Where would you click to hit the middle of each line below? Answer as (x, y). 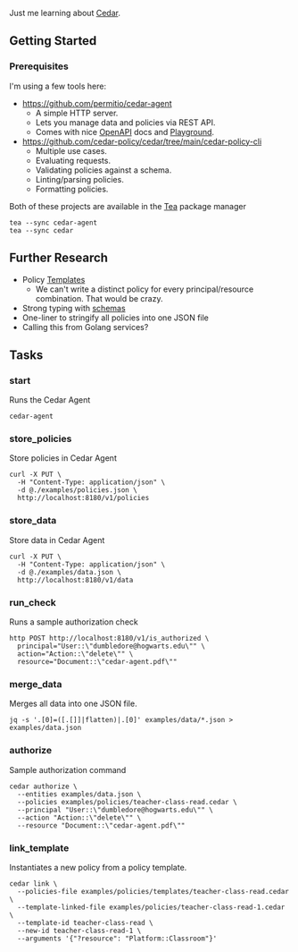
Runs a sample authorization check (74, 622)
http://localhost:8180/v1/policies (83, 498)
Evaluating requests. (73, 160)
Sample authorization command (68, 769)
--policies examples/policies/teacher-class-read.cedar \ (128, 802)
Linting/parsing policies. (80, 179)
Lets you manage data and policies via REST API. (125, 122)
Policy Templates (54, 279)
